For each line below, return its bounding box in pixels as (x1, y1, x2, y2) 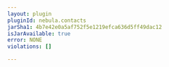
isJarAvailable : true (7, 30, 71, 37)
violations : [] (7, 43, 52, 50)
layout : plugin (7, 10, 52, 18)
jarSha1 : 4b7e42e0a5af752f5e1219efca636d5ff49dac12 (7, 23, 162, 30)
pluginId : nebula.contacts (7, 17, 87, 24)
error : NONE (7, 37, 42, 44)
